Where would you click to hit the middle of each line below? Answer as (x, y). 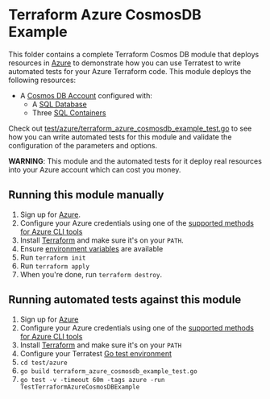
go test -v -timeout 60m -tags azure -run (92, 380)
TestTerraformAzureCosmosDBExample (80, 387)
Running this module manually (86, 195)
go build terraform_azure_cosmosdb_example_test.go (108, 371)
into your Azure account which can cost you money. (95, 169)
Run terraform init (53, 257)
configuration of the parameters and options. (83, 145)
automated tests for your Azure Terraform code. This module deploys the (130, 71)
